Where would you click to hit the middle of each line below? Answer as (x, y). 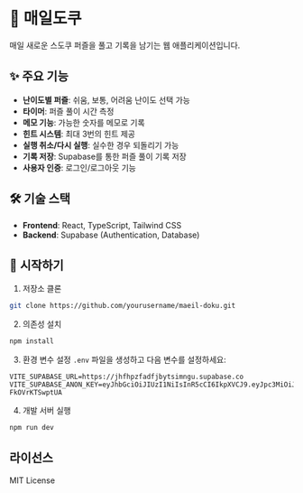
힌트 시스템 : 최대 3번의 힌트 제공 (78, 134)
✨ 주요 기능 (39, 76)
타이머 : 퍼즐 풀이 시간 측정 (68, 111)
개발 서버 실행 (46, 411)
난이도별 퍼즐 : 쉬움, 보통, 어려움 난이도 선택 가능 (106, 99)
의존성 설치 (42, 324)
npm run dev (32, 428)
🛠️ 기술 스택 (40, 199)
